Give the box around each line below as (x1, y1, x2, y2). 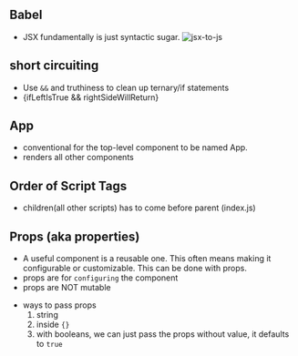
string (36, 310, 59, 320)
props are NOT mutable (22, 282, 111, 293)
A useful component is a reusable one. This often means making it (22, 253, 272, 264)
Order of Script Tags (9, 178, 128, 194)
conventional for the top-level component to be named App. (22, 142, 248, 153)
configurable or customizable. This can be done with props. (22, 263, 248, 274)
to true (36, 339, 64, 350)
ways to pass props (22, 300, 98, 310)
